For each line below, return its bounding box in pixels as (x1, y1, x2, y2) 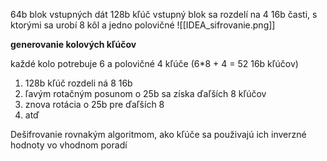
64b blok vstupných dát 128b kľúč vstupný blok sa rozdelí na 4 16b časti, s (10, 9, 318, 20)
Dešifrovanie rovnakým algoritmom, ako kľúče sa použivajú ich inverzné (10, 129, 307, 140)
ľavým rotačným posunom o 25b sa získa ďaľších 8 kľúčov (24, 88, 267, 99)
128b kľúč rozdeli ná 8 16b (24, 77, 133, 89)
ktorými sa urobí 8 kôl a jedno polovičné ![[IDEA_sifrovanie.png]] (10, 19, 276, 31)
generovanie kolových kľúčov (10, 39, 137, 50)
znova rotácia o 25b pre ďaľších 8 (24, 99, 165, 110)
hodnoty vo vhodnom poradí (10, 139, 128, 151)
